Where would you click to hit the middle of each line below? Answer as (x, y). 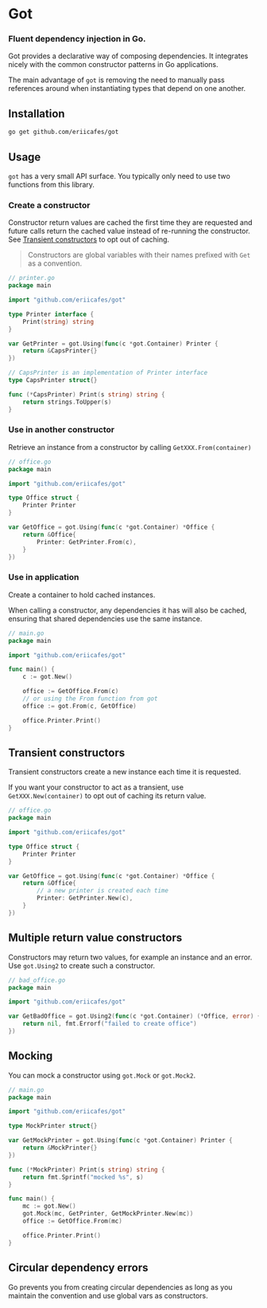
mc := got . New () (50, 1206)
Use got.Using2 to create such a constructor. (82, 965)
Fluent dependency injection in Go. (77, 39)
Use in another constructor (62, 430)
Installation (37, 114)
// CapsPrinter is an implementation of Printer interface (108, 373)
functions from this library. (52, 184)
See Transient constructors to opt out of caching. (89, 239)
